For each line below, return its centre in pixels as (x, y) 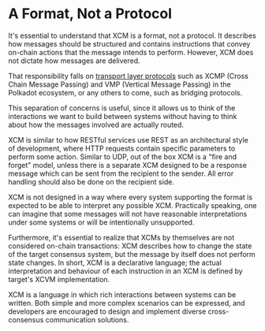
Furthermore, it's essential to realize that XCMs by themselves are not (121, 237)
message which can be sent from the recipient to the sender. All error (121, 173)
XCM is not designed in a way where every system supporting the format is (131, 197)
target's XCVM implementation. (59, 279)
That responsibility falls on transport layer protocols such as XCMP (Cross (129, 76)
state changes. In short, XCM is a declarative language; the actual (115, 262)
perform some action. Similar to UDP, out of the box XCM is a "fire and (123, 156)
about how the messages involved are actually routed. (96, 125)
